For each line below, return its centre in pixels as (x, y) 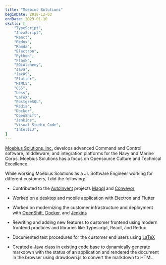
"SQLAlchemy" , (28, 65)
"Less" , (22, 93)
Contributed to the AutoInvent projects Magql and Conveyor (73, 188)
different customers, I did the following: (45, 179)
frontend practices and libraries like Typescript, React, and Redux (79, 228)
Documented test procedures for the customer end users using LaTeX (83, 237)
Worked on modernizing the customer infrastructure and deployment (83, 208)
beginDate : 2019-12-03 (28, 14)
